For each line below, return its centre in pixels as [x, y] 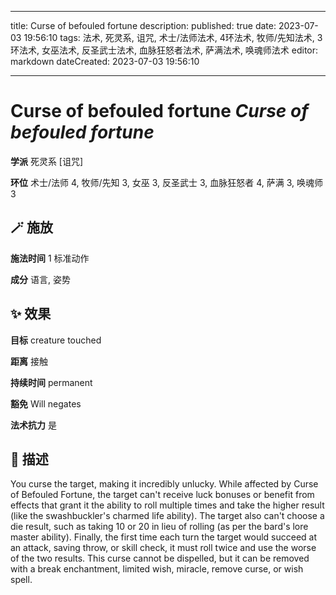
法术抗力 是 [33, 425]
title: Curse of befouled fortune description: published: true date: [143, 25]
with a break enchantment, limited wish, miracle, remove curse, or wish [157, 569]
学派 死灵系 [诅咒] [47, 161]
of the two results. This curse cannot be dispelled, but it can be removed [160, 558]
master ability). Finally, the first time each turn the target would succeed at [164, 537]
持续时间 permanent [51, 382]
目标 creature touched [56, 340]
